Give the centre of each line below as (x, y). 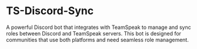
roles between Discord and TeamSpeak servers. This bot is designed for (94, 33)
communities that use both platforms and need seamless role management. (98, 40)
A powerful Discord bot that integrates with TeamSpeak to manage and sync (98, 27)
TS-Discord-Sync (50, 11)
